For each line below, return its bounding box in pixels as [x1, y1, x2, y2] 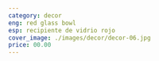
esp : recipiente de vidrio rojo [8, 26, 115, 34]
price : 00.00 [8, 41, 52, 49]
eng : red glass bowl [8, 19, 77, 27]
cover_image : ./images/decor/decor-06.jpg [8, 33, 151, 42]
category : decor [8, 11, 62, 20]
